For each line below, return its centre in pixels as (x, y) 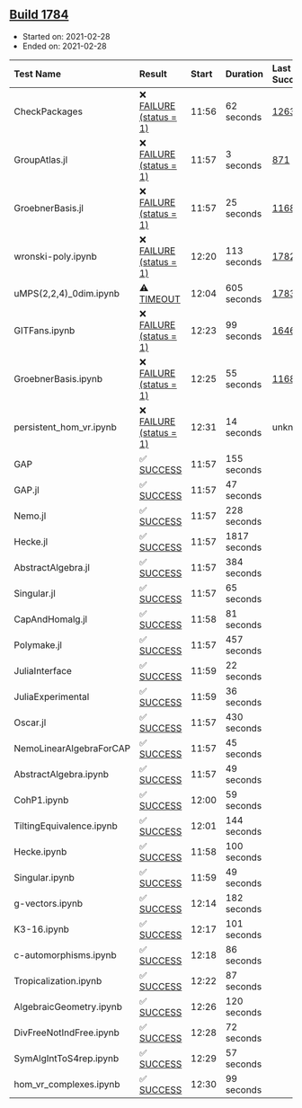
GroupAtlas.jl (41, 159)
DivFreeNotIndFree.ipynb (67, 1033)
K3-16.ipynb (42, 929)
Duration (244, 74)
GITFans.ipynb (44, 330)
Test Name (37, 74)
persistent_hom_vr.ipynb (65, 427)
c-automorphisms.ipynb (65, 954)
